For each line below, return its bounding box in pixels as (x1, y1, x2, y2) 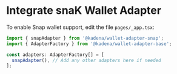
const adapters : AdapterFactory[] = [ (6, 52, 104, 58)
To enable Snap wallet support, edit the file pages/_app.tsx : (6, 23, 155, 31)
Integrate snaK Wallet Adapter (6, 4, 162, 17)
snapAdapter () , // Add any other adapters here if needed (12, 57, 162, 63)
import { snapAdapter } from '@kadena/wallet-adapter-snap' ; (6, 35, 164, 41)
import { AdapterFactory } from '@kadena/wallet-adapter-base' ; (6, 40, 172, 47)
